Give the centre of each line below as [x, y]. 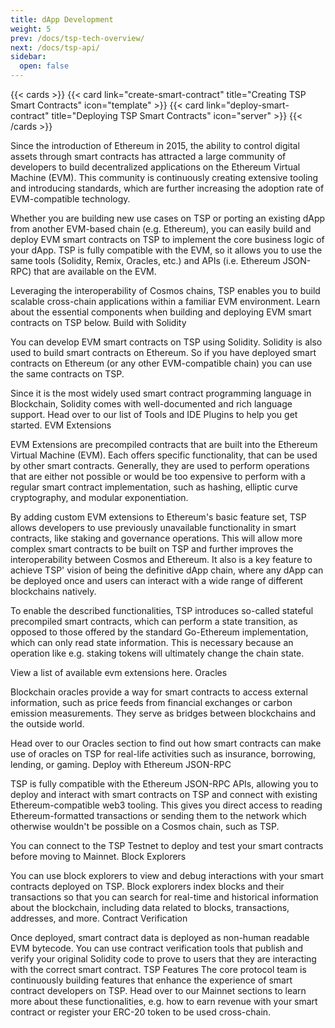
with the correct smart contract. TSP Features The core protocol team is [158, 969]
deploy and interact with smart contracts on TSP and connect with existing [164, 794]
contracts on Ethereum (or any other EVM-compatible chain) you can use [161, 363]
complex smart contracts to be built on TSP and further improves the [152, 549]
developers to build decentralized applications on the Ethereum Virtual [155, 167]
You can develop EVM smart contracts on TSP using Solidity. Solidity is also [166, 342]
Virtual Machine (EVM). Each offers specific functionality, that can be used [164, 455]
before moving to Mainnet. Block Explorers [98, 856]
